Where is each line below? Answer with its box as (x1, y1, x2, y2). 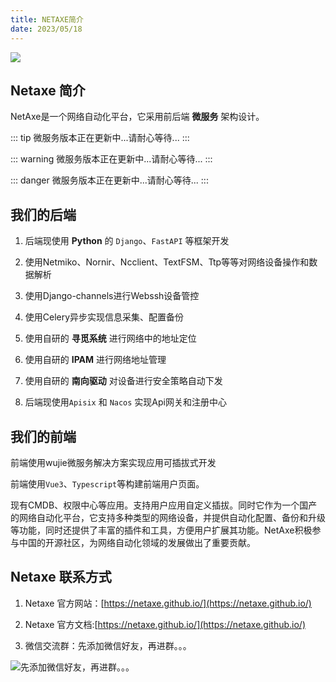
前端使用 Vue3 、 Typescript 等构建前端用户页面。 (10, 477, 205, 490)
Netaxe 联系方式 (10, 569, 112, 586)
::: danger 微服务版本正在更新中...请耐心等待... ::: (10, 174, 209, 186)
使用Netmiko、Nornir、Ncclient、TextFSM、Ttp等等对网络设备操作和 (24, 256, 310, 268)
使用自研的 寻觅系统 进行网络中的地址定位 (24, 332, 197, 345)
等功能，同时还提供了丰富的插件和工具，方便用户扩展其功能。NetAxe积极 (10, 524, 313, 536)
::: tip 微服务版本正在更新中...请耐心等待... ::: (10, 132, 190, 144)
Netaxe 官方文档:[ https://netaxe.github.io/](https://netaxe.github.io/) (24, 618, 306, 630)
